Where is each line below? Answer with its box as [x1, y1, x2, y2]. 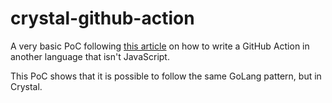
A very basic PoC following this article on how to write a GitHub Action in [10, 40, 310, 52]
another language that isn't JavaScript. [10, 50, 170, 62]
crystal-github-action [10, 7, 195, 30]
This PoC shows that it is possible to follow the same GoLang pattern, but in [10, 70, 322, 82]
